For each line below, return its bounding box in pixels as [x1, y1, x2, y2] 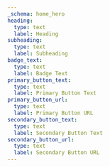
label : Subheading [13, 50, 69, 58]
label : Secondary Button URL [13, 149, 100, 156]
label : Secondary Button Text [13, 129, 103, 136]
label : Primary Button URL [13, 109, 94, 117]
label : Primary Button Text [13, 90, 97, 97]
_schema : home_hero [7, 10, 65, 18]
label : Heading [13, 30, 59, 38]
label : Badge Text [13, 70, 69, 77]
